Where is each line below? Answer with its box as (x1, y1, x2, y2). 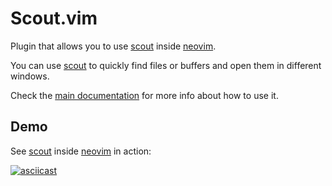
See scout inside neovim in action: (10, 145, 152, 157)
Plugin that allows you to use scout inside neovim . (10, 40, 217, 52)
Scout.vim (10, 7, 98, 30)
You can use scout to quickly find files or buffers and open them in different (10, 59, 322, 71)
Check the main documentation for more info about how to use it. (10, 89, 279, 101)
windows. (10, 70, 50, 82)
